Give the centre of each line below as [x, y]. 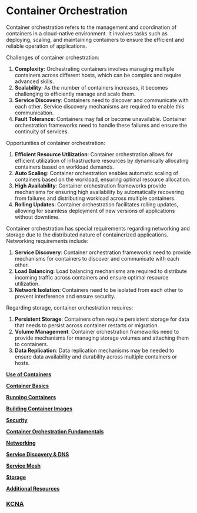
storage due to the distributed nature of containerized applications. [87, 235]
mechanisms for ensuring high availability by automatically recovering [99, 192]
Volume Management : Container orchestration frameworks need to [97, 331]
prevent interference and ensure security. [65, 296]
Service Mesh [24, 466]
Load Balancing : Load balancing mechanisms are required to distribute [101, 271]
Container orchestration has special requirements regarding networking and [98, 228]
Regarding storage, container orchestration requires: [70, 307]
